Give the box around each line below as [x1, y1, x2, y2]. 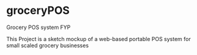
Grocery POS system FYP [6, 24, 71, 31]
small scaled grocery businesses [6, 42, 89, 49]
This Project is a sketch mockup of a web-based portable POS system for [6, 35, 191, 42]
